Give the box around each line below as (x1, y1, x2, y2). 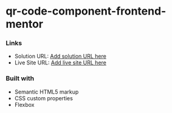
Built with (5, 74, 35, 83)
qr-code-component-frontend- (5, 4, 167, 18)
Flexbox (14, 101, 35, 108)
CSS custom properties (14, 94, 74, 101)
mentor (5, 17, 44, 31)
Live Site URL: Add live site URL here (14, 59, 107, 66)
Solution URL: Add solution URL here (14, 53, 107, 60)
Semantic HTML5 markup (14, 88, 79, 95)
